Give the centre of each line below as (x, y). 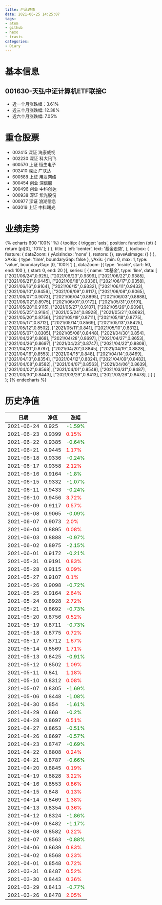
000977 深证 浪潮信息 (34, 201)
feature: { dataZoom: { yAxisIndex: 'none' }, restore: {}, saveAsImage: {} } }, (81, 254)
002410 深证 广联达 (31, 170)
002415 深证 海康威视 (34, 152)
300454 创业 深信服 (32, 183)
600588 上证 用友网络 (34, 177)
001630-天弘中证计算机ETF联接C (56, 91)
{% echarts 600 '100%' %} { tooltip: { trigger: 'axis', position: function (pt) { (81, 243)
